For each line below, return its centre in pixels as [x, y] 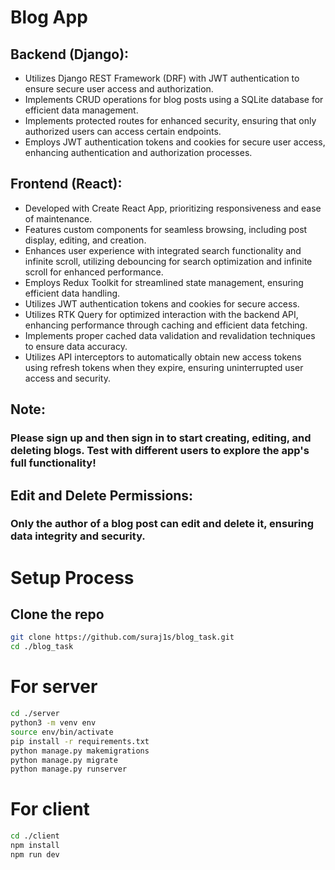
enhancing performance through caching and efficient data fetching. [166, 325]
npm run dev [35, 854]
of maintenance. [58, 218]
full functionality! [53, 463]
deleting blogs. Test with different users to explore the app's [160, 451]
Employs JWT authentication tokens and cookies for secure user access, [175, 142]
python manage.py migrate [64, 760]
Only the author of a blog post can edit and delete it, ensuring [162, 524]
